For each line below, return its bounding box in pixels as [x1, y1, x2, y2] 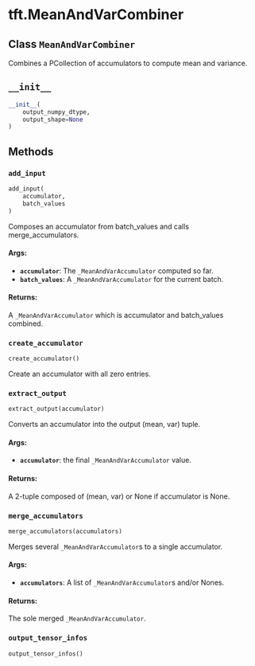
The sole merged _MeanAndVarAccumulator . [8, 613, 146, 623]
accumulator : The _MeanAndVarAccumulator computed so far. [19, 265, 214, 276]
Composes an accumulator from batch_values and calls [8, 221, 189, 231]
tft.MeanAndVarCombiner [8, 6, 184, 24]
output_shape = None [22, 116, 83, 123]
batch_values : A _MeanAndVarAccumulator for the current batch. [19, 274, 224, 284]
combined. [8, 319, 44, 328]
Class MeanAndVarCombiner [8, 37, 136, 51]
